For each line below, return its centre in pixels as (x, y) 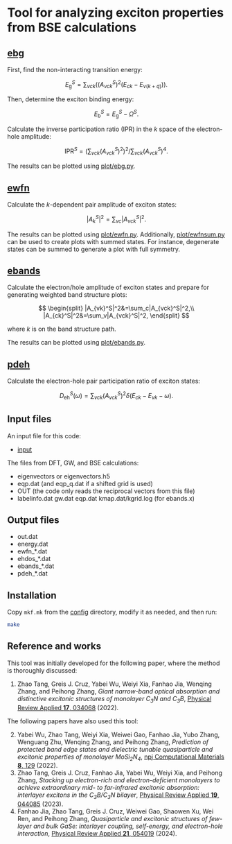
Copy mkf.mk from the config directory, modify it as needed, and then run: (112, 612)
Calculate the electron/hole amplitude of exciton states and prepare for (108, 287)
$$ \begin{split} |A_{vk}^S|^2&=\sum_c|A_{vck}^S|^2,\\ (116, 308)
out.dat (27, 537)
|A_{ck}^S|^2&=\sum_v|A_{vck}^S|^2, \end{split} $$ (116, 316)
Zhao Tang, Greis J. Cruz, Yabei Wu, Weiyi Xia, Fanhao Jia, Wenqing (115, 684)
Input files (29, 419)
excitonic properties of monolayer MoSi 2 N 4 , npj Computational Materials (121, 757)
